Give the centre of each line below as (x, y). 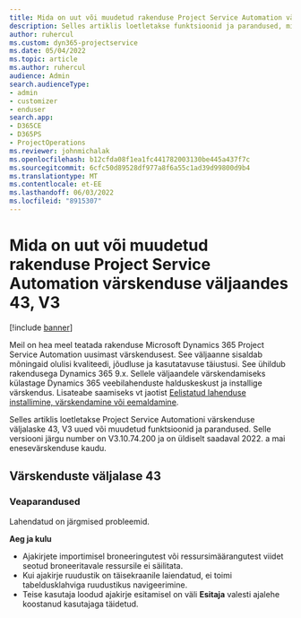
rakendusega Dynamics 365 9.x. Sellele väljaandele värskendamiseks (138, 373)
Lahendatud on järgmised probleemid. (80, 521)
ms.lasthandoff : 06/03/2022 (62, 193)
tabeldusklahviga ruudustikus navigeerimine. (105, 585)
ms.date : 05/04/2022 (48, 51)
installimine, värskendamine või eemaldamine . (94, 402)
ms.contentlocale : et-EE (56, 185)
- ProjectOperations (48, 143)
